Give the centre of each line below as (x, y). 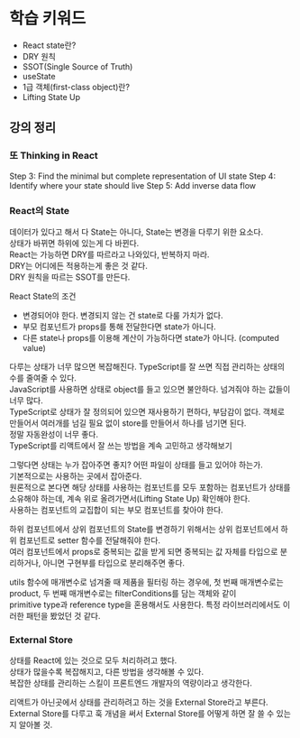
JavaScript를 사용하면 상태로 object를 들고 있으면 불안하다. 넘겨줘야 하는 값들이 (150, 389)
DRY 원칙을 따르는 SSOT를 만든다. (70, 277)
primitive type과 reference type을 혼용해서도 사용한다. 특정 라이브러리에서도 (145, 604)
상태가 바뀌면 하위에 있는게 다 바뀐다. (74, 243)
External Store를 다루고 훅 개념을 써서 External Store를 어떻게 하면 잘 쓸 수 (142, 714)
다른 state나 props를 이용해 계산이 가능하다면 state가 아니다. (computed (150, 337)
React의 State (40, 210)
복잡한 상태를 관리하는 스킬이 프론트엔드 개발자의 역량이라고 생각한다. (131, 683)
